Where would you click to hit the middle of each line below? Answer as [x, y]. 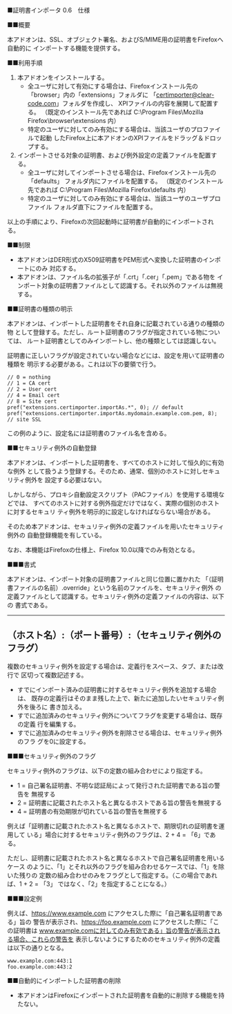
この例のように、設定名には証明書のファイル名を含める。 [89, 433]
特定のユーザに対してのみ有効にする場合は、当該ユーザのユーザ [118, 198]
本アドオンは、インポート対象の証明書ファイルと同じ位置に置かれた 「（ [109, 579]
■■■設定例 [25, 898]
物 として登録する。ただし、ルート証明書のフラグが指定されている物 [105, 332]
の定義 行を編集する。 [48, 724]
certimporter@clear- [185, 95]
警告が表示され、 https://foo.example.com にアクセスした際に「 [123, 921]
